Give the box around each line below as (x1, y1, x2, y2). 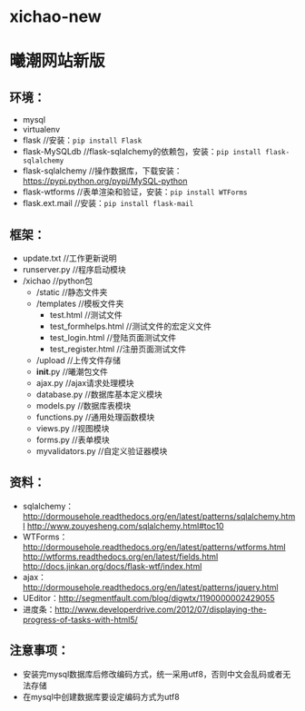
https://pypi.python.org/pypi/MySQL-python (22, 175, 188, 187)
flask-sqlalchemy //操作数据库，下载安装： (22, 165, 183, 176)
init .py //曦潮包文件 (35, 366, 109, 377)
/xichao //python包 (22, 275, 93, 286)
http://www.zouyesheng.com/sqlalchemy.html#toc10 (26, 520, 224, 531)
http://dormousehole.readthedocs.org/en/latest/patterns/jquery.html (22, 581, 279, 592)
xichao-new (9, 6, 102, 27)
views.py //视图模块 (35, 423, 110, 433)
